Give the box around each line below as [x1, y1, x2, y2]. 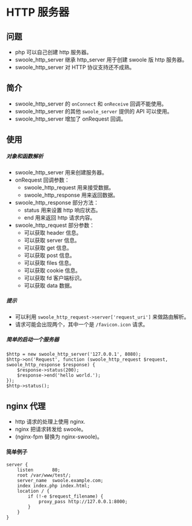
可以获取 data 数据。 [23, 282, 75, 290]
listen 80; [17, 467, 61, 474]
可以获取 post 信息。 [23, 252, 75, 259]
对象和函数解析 [6, 152, 43, 160]
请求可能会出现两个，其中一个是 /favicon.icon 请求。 [14, 321, 149, 328]
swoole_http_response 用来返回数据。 [23, 191, 119, 199]
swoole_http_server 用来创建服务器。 [14, 169, 107, 176]
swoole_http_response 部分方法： [14, 199, 99, 206]
